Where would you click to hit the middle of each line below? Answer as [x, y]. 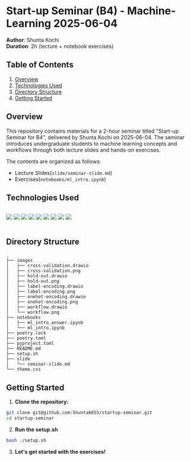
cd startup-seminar [30, 418]
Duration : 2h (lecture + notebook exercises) [60, 46]
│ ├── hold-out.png [33, 281]
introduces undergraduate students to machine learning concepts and [92, 143]
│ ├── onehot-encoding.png [42, 302]
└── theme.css [24, 369]
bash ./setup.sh [26, 440]
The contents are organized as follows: [54, 161]
